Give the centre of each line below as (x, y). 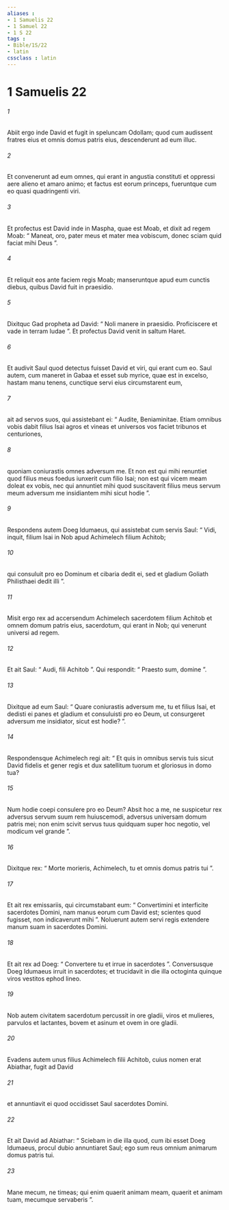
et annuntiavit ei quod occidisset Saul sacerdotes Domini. (88, 1104)
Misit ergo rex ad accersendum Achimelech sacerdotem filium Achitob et (110, 618)
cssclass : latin (32, 58)
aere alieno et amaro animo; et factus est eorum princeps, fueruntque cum (112, 184)
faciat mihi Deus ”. (32, 243)
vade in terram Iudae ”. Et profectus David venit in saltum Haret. (96, 331)
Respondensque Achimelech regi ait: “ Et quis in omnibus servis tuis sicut (110, 758)
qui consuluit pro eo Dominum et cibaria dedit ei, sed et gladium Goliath (108, 573)
